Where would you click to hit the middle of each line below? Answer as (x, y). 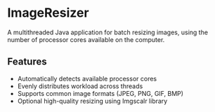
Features (27, 62)
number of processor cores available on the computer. (86, 39)
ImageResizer (48, 13)
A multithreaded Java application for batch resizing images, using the (108, 32)
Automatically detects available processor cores (87, 78)
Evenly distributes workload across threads (80, 86)
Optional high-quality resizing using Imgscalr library (92, 101)
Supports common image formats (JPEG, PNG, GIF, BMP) (100, 93)
